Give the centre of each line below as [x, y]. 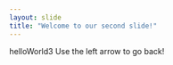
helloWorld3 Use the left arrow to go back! [87, 51]
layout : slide [36, 17]
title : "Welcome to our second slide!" [83, 26]
